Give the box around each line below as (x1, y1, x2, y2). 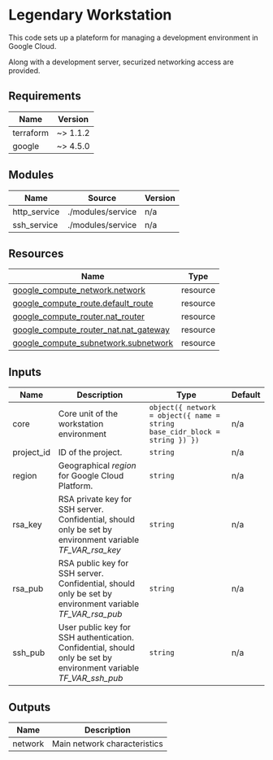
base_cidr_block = (149, 427, 221, 437)
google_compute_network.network (12, 285, 146, 296)
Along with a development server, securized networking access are (8, 57, 234, 67)
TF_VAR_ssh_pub (58, 673, 123, 684)
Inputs (8, 365, 42, 379)
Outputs (8, 700, 51, 714)
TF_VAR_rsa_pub (58, 609, 123, 620)
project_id (12, 447, 51, 458)
